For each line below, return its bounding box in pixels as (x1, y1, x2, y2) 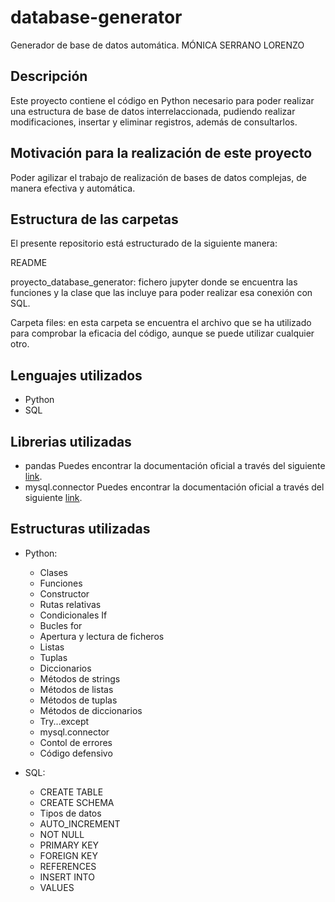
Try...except (39, 715, 90, 727)
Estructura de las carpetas (10, 211, 179, 228)
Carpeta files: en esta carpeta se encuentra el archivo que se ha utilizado (10, 317, 312, 329)
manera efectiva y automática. (10, 182, 136, 194)
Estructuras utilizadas (10, 521, 151, 538)
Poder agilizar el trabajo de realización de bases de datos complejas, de (10, 171, 307, 183)
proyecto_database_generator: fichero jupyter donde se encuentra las (10, 276, 298, 288)
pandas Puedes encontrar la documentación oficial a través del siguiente (24, 460, 326, 471)
